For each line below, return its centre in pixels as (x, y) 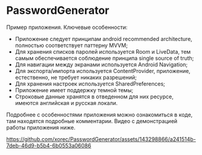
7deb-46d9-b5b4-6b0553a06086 (49, 145)
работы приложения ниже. (41, 127)
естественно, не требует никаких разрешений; (76, 77)
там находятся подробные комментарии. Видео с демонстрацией (92, 121)
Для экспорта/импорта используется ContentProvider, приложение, (103, 71)
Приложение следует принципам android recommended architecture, (103, 39)
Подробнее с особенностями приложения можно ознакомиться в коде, (99, 115)
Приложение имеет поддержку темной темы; (74, 90)
